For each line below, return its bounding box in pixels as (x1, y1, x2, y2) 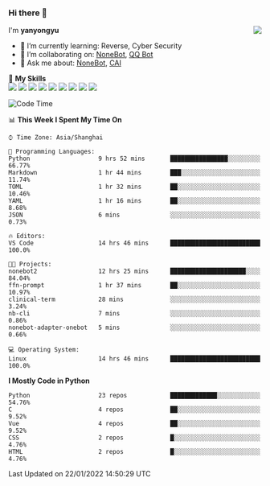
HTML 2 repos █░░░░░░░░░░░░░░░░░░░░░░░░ (8, 448, 261, 456)
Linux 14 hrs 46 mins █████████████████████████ (8, 355, 261, 363)
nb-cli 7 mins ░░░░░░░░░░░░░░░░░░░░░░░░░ (8, 310, 261, 318)
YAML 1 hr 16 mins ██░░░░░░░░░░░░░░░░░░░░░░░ (8, 197, 261, 205)
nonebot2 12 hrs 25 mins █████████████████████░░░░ (8, 267, 261, 276)
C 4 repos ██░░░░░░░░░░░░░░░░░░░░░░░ (8, 406, 261, 414)
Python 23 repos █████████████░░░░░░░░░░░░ (8, 392, 261, 400)
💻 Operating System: (8, 346, 80, 354)
